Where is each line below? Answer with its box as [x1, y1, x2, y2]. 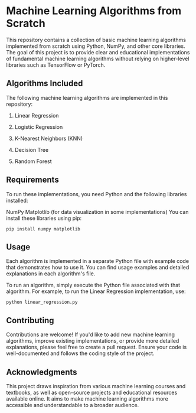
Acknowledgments [6, 367, 78, 377]
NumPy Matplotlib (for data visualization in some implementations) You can [6, 208, 189, 215]
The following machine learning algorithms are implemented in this [6, 94, 168, 101]
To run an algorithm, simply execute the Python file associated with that [6, 282, 181, 289]
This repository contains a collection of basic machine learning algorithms [6, 36, 186, 43]
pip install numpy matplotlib [6, 226, 81, 232]
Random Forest [14, 158, 52, 165]
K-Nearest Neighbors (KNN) [14, 135, 83, 142]
